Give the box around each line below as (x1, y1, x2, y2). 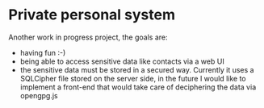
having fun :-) (19, 48, 66, 57)
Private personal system (8, 6, 176, 24)
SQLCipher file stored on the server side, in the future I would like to (19, 73, 246, 83)
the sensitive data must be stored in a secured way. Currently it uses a (19, 64, 254, 74)
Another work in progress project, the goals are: (8, 32, 168, 42)
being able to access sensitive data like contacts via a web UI (19, 56, 224, 66)
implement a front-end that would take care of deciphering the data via (19, 82, 257, 92)
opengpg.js (19, 90, 58, 100)
